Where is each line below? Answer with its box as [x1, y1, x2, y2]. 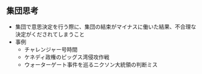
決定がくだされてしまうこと [15, 30, 85, 38]
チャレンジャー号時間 [24, 45, 78, 53]
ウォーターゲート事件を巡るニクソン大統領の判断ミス [24, 61, 158, 68]
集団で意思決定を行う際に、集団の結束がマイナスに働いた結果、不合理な [15, 23, 197, 30]
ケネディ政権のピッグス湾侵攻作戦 [24, 53, 110, 61]
